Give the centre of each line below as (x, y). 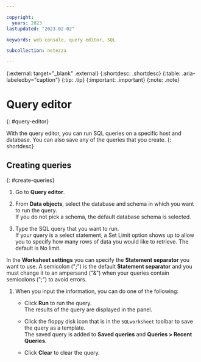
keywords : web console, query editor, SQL (61, 40)
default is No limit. (38, 248)
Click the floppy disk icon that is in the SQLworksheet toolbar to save (109, 321)
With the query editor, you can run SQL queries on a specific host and (94, 133)
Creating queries (39, 165)
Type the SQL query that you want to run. (67, 228)
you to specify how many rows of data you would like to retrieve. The (102, 241)
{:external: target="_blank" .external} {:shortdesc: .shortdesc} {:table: (93, 73)
